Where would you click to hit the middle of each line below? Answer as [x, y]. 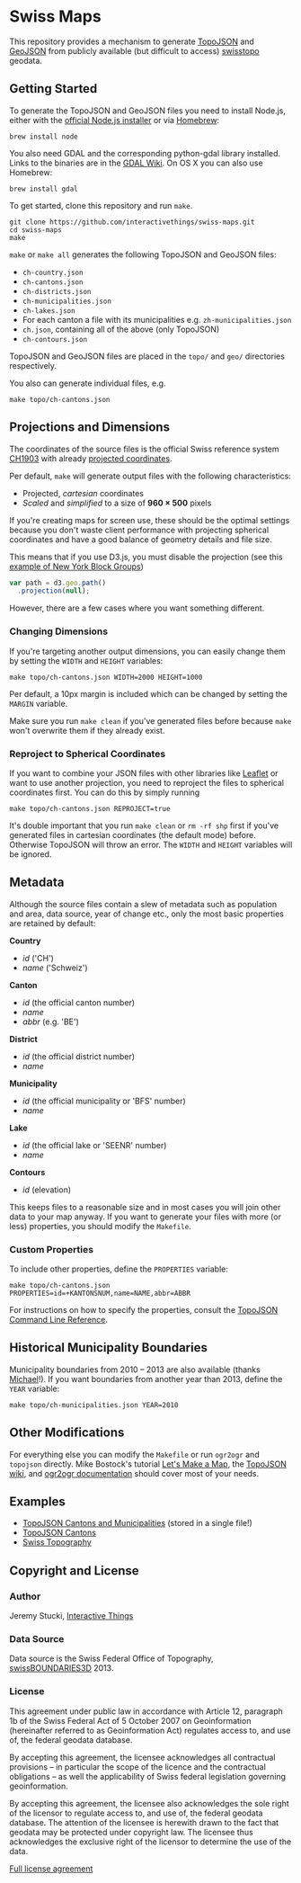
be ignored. [31, 854]
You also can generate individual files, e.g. [88, 383]
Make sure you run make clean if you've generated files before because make [150, 720]
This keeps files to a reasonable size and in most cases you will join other [145, 1207]
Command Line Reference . [59, 1320]
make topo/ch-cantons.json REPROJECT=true [90, 808]
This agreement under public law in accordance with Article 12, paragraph [146, 1711]
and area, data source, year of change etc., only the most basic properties [147, 914]
